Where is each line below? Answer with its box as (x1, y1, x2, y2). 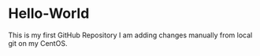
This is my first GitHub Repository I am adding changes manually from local (8, 30, 253, 40)
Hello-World (8, 5, 90, 23)
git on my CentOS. (8, 38, 68, 47)
